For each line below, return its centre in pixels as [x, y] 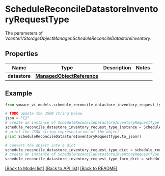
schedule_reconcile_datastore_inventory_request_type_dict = [69, 150]
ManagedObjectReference [67, 76]
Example [19, 94]
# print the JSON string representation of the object [62, 132]
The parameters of [24, 33]
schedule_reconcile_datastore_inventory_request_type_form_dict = [74, 159]
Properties [22, 54]
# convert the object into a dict [41, 145]
